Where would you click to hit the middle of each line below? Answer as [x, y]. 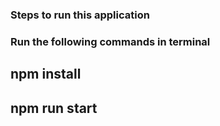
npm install [46, 74]
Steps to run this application [80, 15]
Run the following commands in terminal [110, 41]
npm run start [54, 108]
